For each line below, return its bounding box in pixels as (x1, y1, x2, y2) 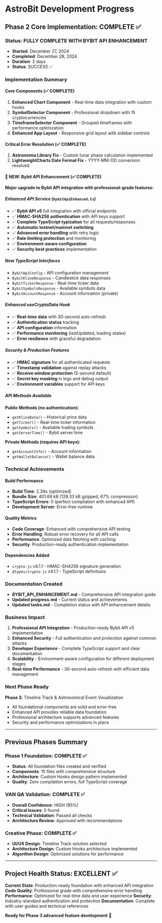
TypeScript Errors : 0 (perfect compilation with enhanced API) (12, 499, 135, 505)
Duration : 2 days (12, 58, 46, 64)
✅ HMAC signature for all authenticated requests (12, 359, 110, 365)
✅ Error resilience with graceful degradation (12, 336, 101, 341)
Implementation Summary (5, 76, 67, 83)
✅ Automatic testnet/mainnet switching (12, 225, 94, 230)
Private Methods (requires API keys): (5, 439, 81, 445)
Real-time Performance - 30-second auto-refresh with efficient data (12, 666, 149, 672)
